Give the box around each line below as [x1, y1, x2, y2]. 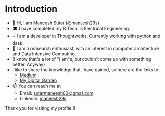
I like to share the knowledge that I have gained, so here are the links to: [12, 66, 160, 73]
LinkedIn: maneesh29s [19, 95, 67, 101]
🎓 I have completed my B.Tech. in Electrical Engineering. [12, 25, 130, 31]
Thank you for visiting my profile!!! [5, 105, 76, 111]
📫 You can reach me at [12, 83, 61, 89]
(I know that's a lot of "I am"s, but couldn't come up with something [12, 56, 151, 62]
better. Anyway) [12, 61, 45, 67]
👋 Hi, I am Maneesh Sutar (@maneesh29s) [12, 20, 99, 26]
